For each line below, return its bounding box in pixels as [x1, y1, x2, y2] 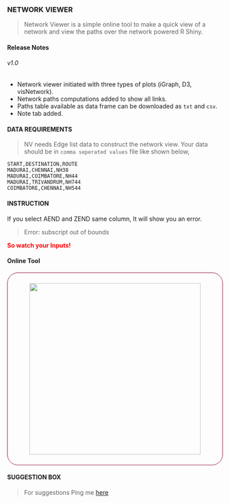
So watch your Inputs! [7, 241, 71, 249]
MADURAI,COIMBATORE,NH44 [7, 173, 78, 180]
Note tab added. [16, 110, 64, 118]
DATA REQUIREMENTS [7, 125, 73, 133]
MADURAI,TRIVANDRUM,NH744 [7, 179, 81, 186]
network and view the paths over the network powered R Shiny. [23, 27, 203, 36]
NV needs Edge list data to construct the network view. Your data [23, 140, 208, 149]
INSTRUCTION [7, 199, 49, 207]
